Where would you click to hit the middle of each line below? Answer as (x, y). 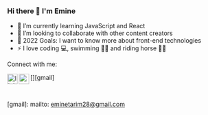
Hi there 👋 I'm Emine (42, 11)
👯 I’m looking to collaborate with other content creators (95, 33)
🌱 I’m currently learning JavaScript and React (81, 26)
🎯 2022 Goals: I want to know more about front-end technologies (109, 41)
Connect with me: (32, 64)
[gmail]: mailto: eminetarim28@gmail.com (66, 104)
